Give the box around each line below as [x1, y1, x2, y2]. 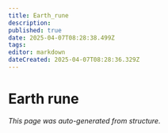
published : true [8, 26, 62, 34]
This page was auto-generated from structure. [8, 116, 161, 125]
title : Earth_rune [8, 11, 69, 20]
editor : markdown [8, 48, 66, 56]
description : [8, 19, 52, 27]
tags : [8, 41, 26, 49]
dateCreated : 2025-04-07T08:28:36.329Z [8, 56, 140, 64]
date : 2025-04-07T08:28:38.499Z [8, 33, 115, 42]
